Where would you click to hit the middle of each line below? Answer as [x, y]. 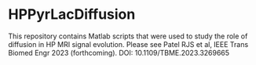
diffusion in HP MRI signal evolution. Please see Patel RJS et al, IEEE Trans [128, 44]
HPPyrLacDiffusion [72, 14]
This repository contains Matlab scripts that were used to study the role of [128, 36]
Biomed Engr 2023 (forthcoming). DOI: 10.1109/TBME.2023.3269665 [119, 52]
